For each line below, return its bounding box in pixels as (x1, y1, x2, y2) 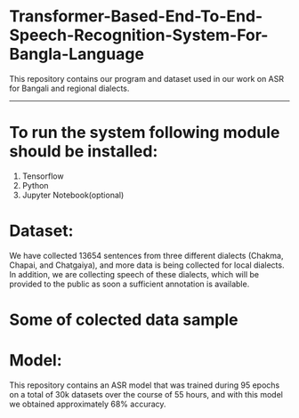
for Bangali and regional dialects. (9, 83, 130, 93)
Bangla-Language (9, 44, 145, 64)
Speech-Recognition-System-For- (9, 25, 269, 45)
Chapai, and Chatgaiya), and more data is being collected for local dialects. (9, 260, 285, 270)
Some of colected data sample (9, 309, 238, 330)
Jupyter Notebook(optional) (21, 189, 125, 200)
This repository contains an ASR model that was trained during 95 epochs (9, 380, 280, 390)
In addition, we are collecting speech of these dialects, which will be (9, 269, 260, 279)
